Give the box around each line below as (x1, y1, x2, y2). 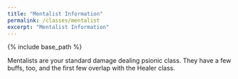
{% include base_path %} (7, 43, 82, 51)
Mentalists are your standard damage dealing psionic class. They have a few (7, 56, 232, 65)
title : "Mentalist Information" (7, 10, 103, 18)
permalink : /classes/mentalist (7, 17, 100, 24)
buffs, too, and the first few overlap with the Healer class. (7, 64, 175, 73)
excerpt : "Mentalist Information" (7, 23, 110, 30)
